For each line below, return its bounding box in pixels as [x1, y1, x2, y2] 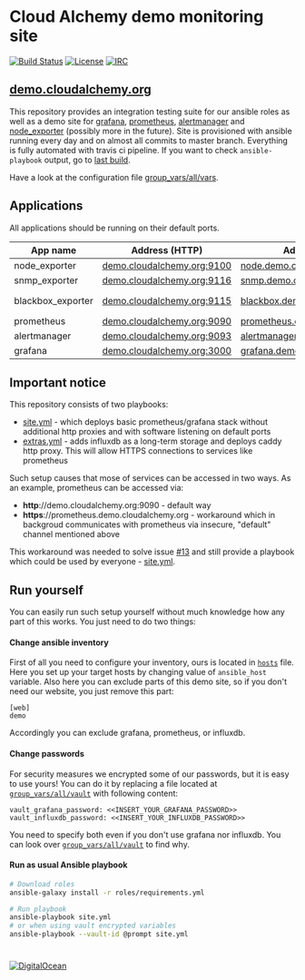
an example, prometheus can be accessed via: [9, 483, 184, 494]
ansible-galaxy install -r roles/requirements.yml [9, 887, 205, 897]
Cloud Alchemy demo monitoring [9, 6, 264, 27]
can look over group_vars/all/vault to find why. [9, 838, 191, 849]
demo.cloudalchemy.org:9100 [102, 259, 232, 271]
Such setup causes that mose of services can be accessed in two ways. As [9, 473, 291, 484]
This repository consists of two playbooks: [9, 399, 169, 410]
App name [30, 243, 77, 256]
